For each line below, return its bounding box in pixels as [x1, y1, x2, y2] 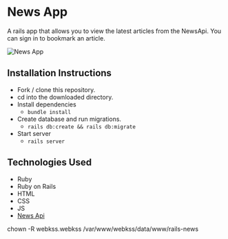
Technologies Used [7, 157, 92, 168]
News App [7, 4, 68, 20]
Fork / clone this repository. [17, 85, 96, 93]
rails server [27, 138, 65, 145]
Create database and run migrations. [17, 115, 122, 123]
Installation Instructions [7, 67, 112, 79]
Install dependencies [17, 100, 77, 109]
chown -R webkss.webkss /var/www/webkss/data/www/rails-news [7, 225, 198, 233]
